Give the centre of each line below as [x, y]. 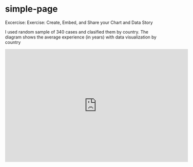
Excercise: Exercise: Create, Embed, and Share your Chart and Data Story [79, 22]
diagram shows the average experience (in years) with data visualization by [81, 37]
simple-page [31, 9]
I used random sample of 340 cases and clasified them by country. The [77, 32]
